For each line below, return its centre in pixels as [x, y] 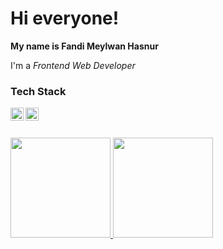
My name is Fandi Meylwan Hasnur [84, 46]
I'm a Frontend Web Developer [73, 65]
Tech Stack [38, 91]
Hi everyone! [65, 18]
